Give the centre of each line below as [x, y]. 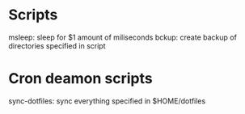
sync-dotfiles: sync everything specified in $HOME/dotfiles [107, 101]
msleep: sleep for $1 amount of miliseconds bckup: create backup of [122, 37]
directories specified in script [57, 45]
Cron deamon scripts [80, 79]
